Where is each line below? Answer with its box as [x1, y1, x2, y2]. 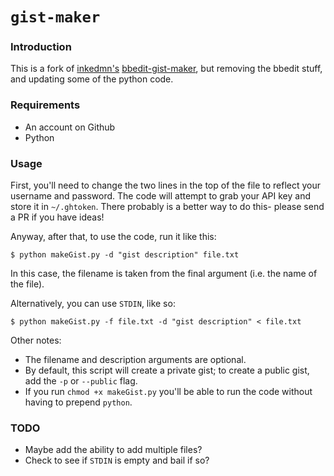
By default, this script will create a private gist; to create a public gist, [24, 364, 310, 377]
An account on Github [24, 121, 116, 133]
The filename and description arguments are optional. [24, 354, 247, 366]
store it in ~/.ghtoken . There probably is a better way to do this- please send [10, 201, 325, 213]
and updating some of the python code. [10, 73, 174, 85]
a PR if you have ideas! [10, 211, 105, 223]
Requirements [10, 98, 81, 112]
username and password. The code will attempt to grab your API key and [10, 190, 311, 202]
